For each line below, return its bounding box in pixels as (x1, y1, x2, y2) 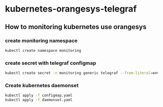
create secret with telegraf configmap (5, 60, 96, 66)
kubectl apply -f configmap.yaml (5, 93, 73, 98)
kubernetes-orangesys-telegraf (5, 3, 137, 15)
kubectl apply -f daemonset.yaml (5, 98, 73, 103)
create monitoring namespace (5, 37, 78, 44)
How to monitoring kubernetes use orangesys (5, 23, 147, 31)
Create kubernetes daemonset (5, 82, 79, 89)
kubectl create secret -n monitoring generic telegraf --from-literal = (5, 71, 153, 76)
